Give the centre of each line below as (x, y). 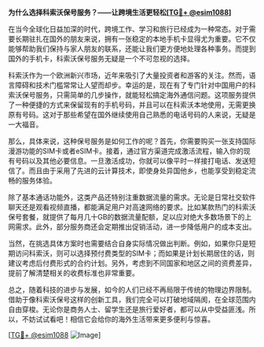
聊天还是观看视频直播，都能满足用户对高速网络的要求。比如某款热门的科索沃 (132, 207)
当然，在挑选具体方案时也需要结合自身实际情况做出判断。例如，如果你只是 (128, 244)
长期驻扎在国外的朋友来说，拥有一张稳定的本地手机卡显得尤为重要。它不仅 (135, 39)
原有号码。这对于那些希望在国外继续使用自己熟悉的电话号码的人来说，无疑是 (132, 114)
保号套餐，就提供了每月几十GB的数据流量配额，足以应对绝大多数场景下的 (126, 217)
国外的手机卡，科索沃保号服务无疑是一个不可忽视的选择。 (101, 59)
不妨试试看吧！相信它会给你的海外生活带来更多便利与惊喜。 (118, 319)
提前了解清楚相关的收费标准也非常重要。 (73, 273)
